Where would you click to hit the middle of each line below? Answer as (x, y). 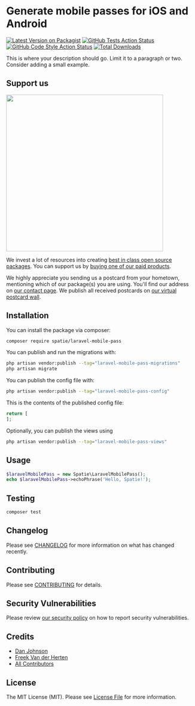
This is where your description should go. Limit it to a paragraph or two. (94, 58)
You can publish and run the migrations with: (61, 352)
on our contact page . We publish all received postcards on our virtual (92, 290)
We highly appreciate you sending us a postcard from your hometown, (93, 278)
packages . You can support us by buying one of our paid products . (89, 266)
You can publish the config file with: (50, 381)
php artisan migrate (32, 369)
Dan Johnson (31, 651)
